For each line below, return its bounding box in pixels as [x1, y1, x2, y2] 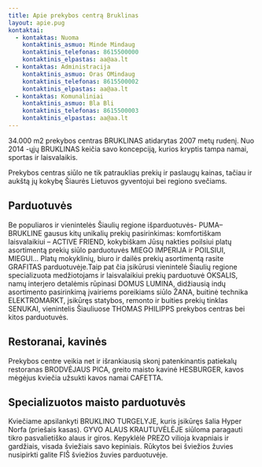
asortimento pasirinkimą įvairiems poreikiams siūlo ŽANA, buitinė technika [8, 287, 249, 297]
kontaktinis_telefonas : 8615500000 [22, 48, 139, 56]
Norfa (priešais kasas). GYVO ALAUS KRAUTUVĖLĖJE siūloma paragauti [8, 425, 243, 435]
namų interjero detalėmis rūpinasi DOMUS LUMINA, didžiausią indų [8, 278, 227, 288]
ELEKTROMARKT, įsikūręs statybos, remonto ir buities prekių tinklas [8, 295, 228, 304]
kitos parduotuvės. [8, 312, 69, 322]
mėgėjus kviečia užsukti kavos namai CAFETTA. [8, 372, 164, 383]
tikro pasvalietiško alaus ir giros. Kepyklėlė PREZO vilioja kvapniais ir [8, 433, 230, 443]
